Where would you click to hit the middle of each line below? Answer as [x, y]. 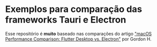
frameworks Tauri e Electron [66, 20]
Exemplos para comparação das [74, 9]
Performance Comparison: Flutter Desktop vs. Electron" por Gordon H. [78, 39]
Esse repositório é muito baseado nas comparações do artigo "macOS [78, 33]
